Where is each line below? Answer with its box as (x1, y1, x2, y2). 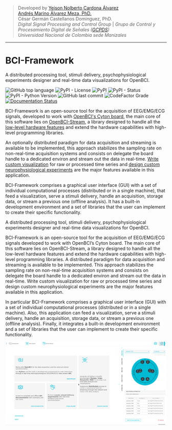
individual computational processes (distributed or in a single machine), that (5, 187, 165, 193)
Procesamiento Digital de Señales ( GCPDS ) (17, 27, 110, 33)
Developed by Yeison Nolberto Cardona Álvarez (17, 5, 119, 11)
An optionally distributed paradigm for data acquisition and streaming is (5, 139, 156, 145)
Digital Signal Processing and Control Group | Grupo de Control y (17, 21, 156, 27)
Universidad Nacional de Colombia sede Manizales (17, 32, 127, 38)
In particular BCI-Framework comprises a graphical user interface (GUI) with (5, 298, 166, 305)
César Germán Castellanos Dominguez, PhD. (17, 16, 113, 21)
